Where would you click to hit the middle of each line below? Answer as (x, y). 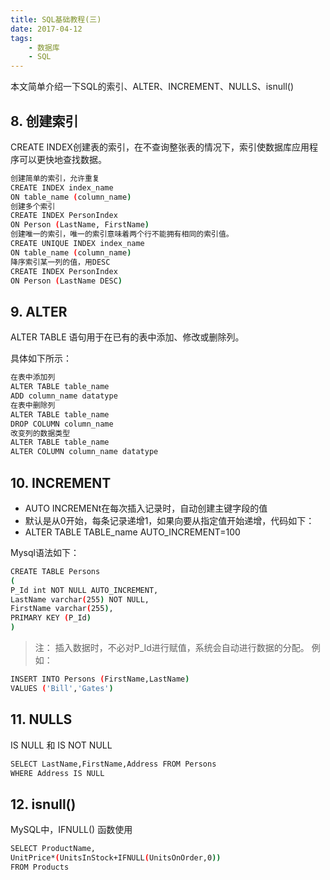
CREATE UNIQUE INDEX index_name (77, 244)
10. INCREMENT (61, 482)
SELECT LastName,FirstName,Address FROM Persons (113, 764)
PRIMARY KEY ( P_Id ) (51, 618)
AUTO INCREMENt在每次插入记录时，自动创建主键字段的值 (146, 508)
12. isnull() (43, 804)
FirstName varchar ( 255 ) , (62, 609)
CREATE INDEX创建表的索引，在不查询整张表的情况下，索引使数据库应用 (160, 147)
